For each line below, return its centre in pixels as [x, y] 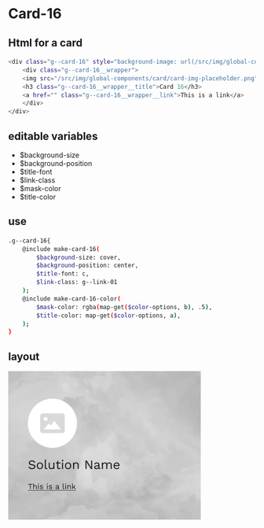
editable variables [53, 136]
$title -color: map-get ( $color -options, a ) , [108, 316]
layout [24, 356]
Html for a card [46, 43]
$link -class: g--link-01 [77, 282]
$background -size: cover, [79, 257]
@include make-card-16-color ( [72, 299]
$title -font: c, [63, 274]
